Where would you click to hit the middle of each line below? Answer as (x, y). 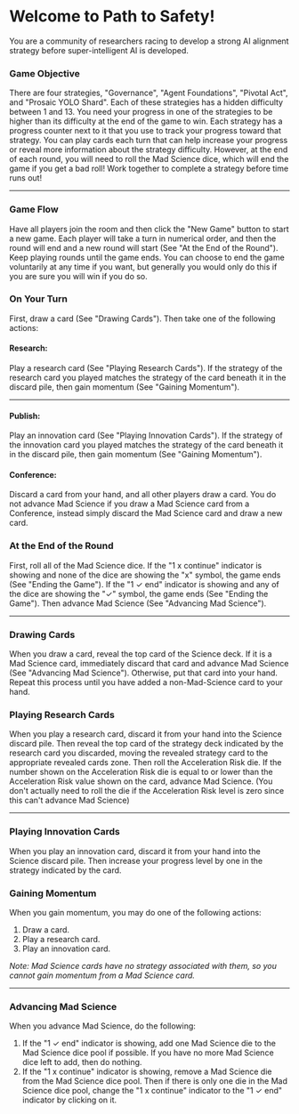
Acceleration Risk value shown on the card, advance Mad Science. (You (141, 781)
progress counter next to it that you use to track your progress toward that (145, 131)
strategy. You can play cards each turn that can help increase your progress (149, 141)
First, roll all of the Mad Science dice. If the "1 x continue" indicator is (136, 565)
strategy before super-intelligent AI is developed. (99, 50)
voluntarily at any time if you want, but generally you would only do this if (143, 266)
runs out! (26, 178)
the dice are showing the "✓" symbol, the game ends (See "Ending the (139, 593)
